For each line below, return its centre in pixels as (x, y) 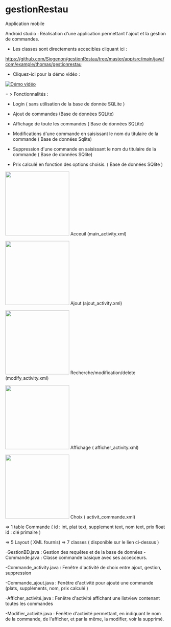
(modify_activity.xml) (27, 378)
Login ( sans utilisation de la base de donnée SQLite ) (69, 104)
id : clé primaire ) (23, 532)
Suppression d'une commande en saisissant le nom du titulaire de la (84, 149)
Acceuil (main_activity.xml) (98, 233)
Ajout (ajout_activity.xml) (96, 303)
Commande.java (22, 557)
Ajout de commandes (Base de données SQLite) (63, 114)
